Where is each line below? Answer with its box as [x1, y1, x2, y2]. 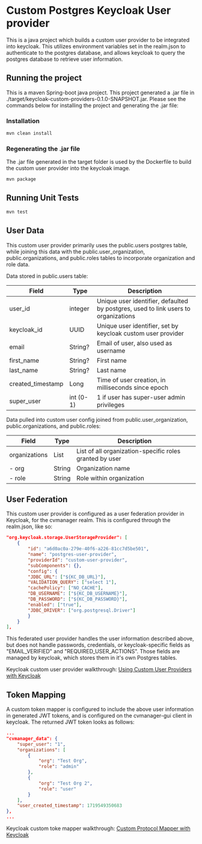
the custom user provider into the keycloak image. [6, 165, 130, 172]
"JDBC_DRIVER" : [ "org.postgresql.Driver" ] [28, 607, 136, 614]
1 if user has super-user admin [97, 393, 185, 401]
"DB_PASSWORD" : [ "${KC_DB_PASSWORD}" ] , [28, 596, 128, 602]
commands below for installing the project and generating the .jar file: [6, 102, 179, 109]
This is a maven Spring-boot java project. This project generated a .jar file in [6, 88, 195, 96]
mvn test [6, 209, 28, 215]
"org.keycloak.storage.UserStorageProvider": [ [6, 535, 128, 541]
